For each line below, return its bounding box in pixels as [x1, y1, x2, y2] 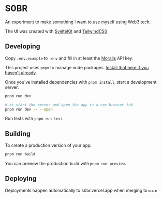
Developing [5, 42, 40, 51]
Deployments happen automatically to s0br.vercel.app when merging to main [5, 187, 158, 193]
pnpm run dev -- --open [5, 107, 53, 112]
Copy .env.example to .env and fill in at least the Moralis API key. [5, 55, 133, 61]
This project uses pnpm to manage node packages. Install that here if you [5, 64, 149, 70]
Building [5, 129, 30, 138]
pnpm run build [5, 152, 36, 157]
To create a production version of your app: [5, 142, 92, 148]
